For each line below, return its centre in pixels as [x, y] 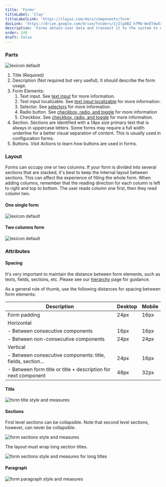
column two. [18, 193]
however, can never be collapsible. [41, 427]
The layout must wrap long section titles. [46, 447]
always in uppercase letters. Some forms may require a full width [78, 128]
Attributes [18, 251]
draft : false [19, 38]
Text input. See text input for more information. [67, 96]
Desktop [127, 306]
